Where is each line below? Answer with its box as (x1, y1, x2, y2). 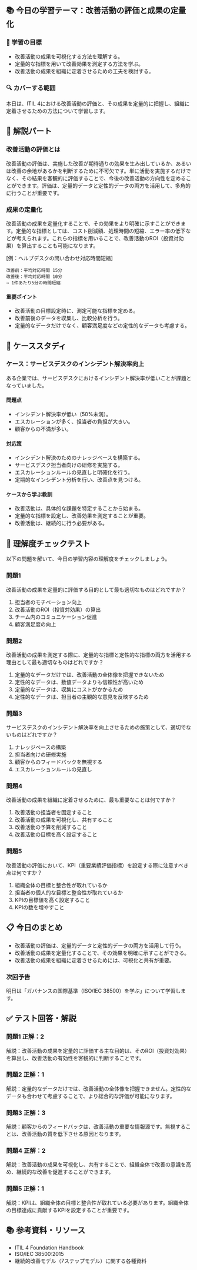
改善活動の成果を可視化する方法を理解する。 (14, 52, 123, 60)
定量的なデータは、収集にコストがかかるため (14, 685, 123, 693)
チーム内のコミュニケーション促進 (14, 613, 98, 620)
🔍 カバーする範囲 (6, 84, 56, 92)
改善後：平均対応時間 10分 (6, 273, 63, 280)
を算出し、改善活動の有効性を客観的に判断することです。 (6, 1055, 145, 1062)
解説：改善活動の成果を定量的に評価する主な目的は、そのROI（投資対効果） (6, 1047, 190, 1054)
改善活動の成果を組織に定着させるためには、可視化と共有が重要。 (14, 956, 175, 964)
